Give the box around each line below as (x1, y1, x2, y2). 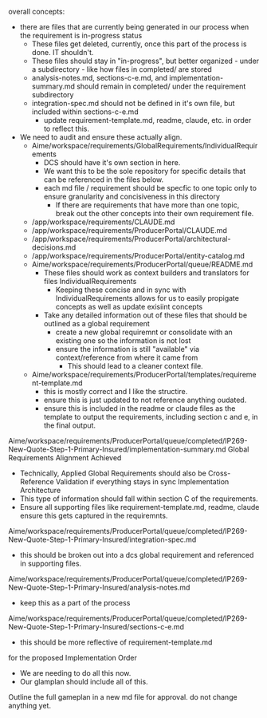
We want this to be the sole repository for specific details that (43, 167, 246, 176)
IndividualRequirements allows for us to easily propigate (55, 294, 239, 302)
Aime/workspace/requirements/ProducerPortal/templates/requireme (31, 370, 257, 379)
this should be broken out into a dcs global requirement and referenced (19, 550, 254, 559)
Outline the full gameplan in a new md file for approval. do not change (8, 692, 238, 701)
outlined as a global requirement (43, 319, 150, 328)
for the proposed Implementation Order (8, 653, 138, 662)
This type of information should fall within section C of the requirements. (19, 494, 258, 503)
